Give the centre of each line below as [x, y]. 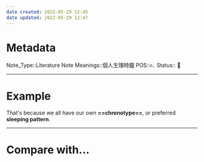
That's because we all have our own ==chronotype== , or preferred [91, 113]
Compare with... [48, 150]
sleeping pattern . [28, 119]
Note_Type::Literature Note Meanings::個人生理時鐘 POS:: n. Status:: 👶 [93, 65]
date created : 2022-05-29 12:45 [47, 12]
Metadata [31, 48]
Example [29, 96]
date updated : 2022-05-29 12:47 [47, 18]
